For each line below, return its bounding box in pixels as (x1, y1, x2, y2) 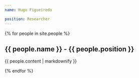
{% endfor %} (5, 68, 34, 74)
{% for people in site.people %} (5, 30, 70, 36)
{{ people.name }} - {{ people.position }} (5, 45, 134, 53)
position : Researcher (5, 16, 50, 22)
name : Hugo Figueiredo (5, 7, 52, 13)
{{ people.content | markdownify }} (5, 58, 77, 64)
